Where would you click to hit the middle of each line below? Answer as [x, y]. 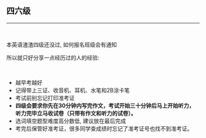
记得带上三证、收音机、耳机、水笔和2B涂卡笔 [72, 90]
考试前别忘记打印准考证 [45, 98]
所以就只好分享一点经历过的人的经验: [53, 58]
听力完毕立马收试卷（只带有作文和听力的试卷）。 [76, 113]
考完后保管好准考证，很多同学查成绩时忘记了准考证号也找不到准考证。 [104, 128]
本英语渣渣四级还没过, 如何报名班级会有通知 [62, 44]
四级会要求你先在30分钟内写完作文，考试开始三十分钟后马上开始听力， [105, 105]
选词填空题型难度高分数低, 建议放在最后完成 [71, 121]
